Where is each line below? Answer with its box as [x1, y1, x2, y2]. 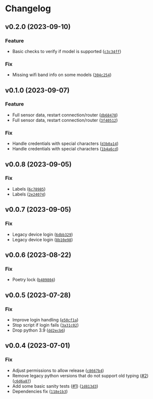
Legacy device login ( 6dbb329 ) [12, 231, 73, 237]
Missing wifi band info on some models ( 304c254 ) [12, 72, 112, 78]
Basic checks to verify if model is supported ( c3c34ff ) [12, 48, 122, 54]
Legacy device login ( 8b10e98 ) [12, 236, 73, 242]
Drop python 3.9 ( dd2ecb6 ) [12, 327, 65, 333]
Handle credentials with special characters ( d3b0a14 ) [12, 141, 119, 146]
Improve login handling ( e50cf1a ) [12, 316, 79, 322]
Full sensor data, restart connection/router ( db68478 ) [12, 112, 118, 118]
